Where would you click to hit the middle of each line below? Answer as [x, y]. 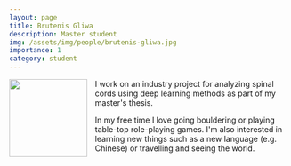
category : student [43, 59]
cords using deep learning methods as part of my [185, 93]
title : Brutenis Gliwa [51, 26]
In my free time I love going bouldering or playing [185, 120]
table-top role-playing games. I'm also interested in [189, 129]
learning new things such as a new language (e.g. [186, 139]
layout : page [33, 17]
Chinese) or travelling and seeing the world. [175, 148]
